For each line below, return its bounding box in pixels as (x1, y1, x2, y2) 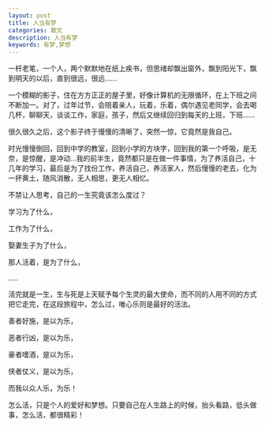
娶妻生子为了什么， (8, 240, 71, 250)
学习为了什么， (8, 207, 57, 217)
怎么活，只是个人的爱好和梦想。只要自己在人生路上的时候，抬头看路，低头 (8, 400, 250, 410)
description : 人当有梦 (8, 33, 78, 42)
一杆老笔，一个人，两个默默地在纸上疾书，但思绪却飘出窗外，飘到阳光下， (8, 64, 250, 74)
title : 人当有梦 (8, 19, 57, 27)
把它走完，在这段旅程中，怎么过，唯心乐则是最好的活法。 (8, 300, 195, 309)
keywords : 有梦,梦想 (8, 41, 71, 49)
